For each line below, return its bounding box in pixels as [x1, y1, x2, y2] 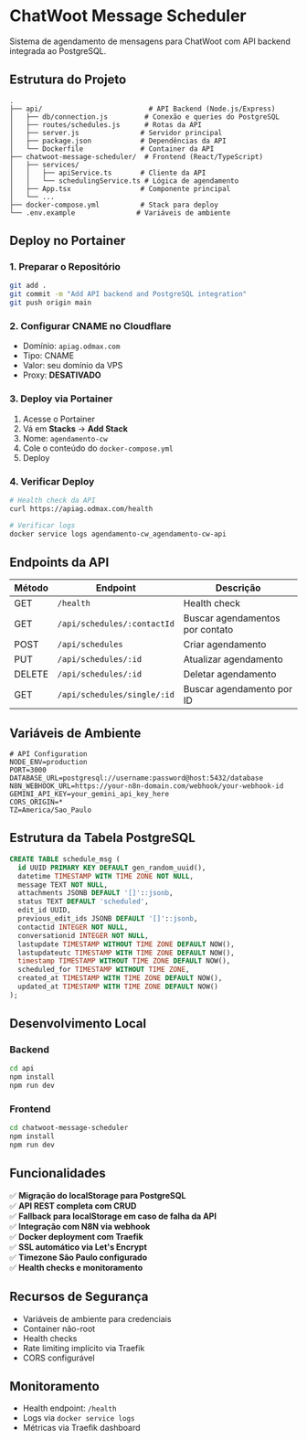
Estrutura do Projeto [9, 72, 127, 88]
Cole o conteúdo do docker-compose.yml [22, 443, 174, 453]
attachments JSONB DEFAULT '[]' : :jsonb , [17, 889, 174, 898]
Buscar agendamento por [183, 683, 292, 696]
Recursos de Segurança [9, 1289, 149, 1305]
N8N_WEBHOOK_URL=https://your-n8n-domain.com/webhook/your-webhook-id [9, 782, 284, 791]
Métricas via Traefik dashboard [22, 1423, 141, 1434]
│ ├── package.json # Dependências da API [9, 136, 227, 145]
